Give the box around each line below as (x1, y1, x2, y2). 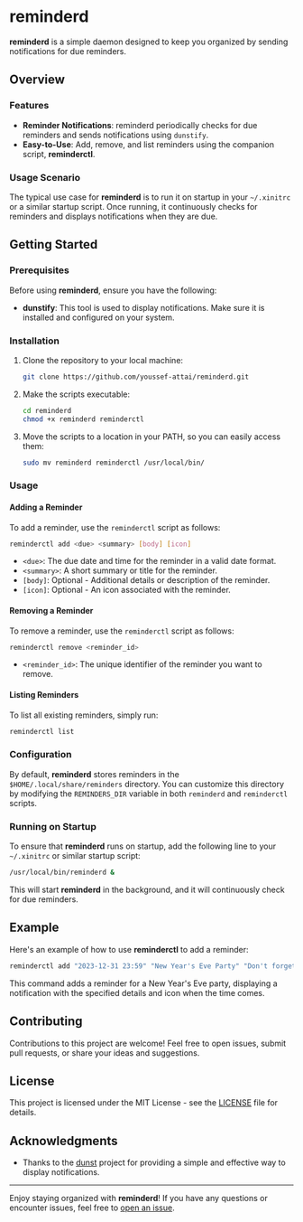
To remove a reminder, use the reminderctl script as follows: (9, 625, 234, 636)
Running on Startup (9, 820, 96, 832)
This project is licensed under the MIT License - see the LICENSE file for (9, 1097, 278, 1108)
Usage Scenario (9, 171, 81, 183)
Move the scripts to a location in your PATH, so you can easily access (22, 431, 281, 442)
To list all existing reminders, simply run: (9, 710, 159, 720)
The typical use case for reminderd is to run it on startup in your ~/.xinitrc (9, 192, 291, 202)
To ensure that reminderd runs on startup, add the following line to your (9, 841, 277, 851)
